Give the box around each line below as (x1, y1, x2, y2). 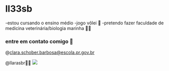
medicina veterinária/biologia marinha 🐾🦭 (5, 25, 91, 31)
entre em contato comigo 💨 (5, 38, 74, 45)
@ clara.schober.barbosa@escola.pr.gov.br (5, 49, 95, 56)
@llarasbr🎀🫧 (5, 60, 31, 66)
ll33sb (5, 3, 32, 15)
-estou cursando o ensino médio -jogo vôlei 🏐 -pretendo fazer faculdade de (5, 20, 164, 26)
